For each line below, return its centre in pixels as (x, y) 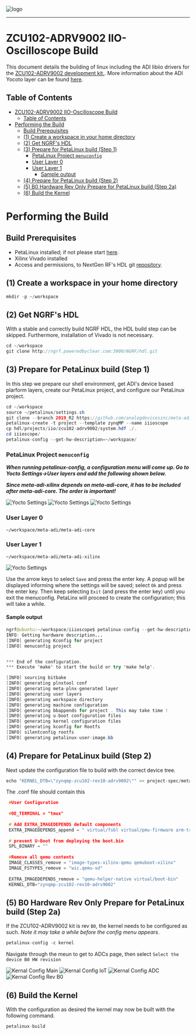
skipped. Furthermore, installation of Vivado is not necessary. (80, 335)
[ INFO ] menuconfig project (39, 646)
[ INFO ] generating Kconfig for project (55, 641)
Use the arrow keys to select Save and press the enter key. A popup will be (95, 579)
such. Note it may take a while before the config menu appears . (83, 932)
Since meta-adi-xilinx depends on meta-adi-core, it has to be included (93, 485)
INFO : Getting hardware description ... (55, 635)
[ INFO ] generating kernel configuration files (64, 721)
